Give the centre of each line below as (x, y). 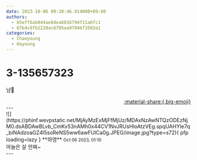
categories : (21, 33)
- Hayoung (23, 44)
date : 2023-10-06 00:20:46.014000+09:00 (56, 11)
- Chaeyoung (26, 39)
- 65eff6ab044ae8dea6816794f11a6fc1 (56, 22)
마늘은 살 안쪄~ (23, 147)
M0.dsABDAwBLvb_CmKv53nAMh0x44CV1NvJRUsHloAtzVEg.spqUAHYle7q (98, 126)
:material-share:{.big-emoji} (157, 101)
